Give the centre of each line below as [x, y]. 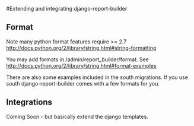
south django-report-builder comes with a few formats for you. [83, 83]
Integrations [29, 103]
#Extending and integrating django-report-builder [67, 9]
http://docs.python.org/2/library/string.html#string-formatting [81, 48]
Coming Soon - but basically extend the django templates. [77, 116]
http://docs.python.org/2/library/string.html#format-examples [81, 65]
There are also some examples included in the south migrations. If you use [97, 77]
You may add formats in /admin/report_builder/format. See [78, 59]
